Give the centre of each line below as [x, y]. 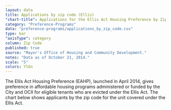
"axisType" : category [28, 39]
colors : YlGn [19, 67]
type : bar [16, 34]
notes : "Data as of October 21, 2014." [48, 57]
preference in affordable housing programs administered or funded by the [83, 87]
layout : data [19, 10]
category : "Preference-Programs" [41, 24]
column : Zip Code [24, 43]
